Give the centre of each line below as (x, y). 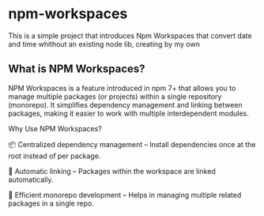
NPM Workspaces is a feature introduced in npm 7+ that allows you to (122, 88)
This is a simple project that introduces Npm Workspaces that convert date (130, 36)
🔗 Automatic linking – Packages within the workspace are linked (112, 171)
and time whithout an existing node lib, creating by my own (104, 44)
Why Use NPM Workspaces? (55, 128)
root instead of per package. (55, 156)
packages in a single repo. (51, 203)
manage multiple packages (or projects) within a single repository (115, 97)
